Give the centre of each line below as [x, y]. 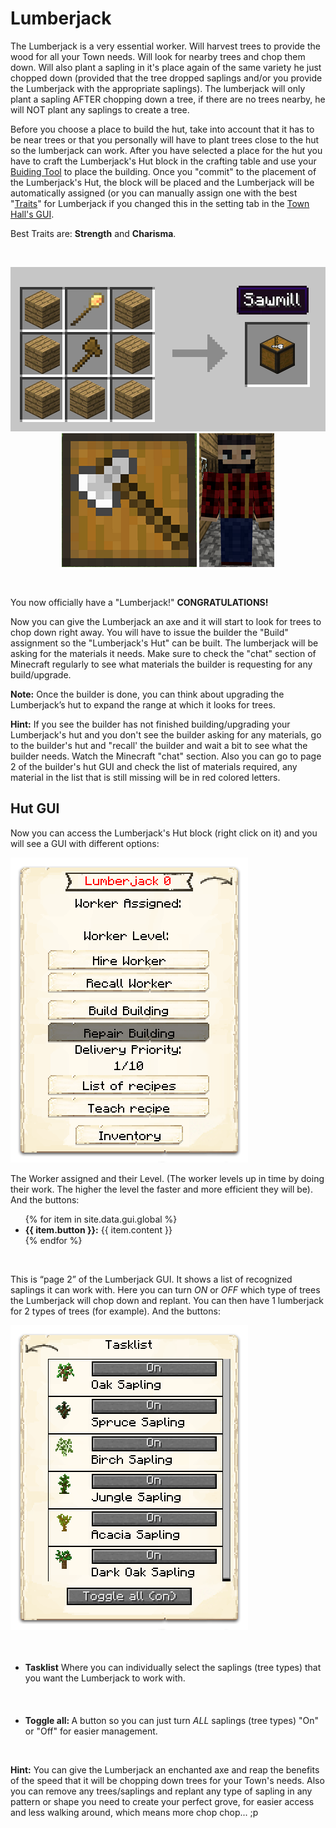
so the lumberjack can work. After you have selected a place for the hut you [166, 150]
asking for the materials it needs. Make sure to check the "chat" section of [163, 653]
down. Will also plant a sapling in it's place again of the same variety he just [166, 67]
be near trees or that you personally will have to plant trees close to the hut [165, 139]
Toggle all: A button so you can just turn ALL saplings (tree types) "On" [171, 1720]
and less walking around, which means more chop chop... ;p [134, 1812]
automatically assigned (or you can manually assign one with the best [154, 193]
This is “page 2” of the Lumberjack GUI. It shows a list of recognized [151, 1279]
